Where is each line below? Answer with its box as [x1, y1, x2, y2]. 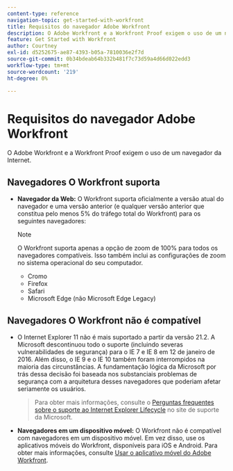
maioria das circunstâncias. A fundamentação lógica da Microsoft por [17, 362, 216, 371]
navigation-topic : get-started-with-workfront [7, 17, 144, 24]
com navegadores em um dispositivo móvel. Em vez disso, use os [17, 433, 205, 442]
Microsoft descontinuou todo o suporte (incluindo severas [17, 340, 184, 349]
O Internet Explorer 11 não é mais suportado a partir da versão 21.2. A [17, 333, 216, 341]
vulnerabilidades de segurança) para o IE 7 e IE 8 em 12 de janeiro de [17, 347, 215, 356]
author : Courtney [7, 42, 58, 49]
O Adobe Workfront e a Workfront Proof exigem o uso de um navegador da [7, 149, 222, 157]
